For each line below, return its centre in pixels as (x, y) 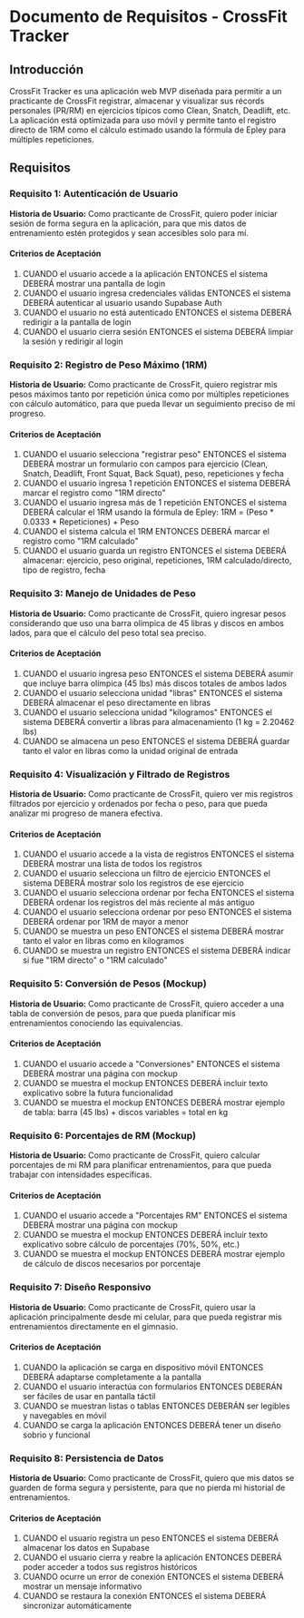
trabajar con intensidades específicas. (81, 1175)
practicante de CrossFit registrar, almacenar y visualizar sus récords (137, 101)
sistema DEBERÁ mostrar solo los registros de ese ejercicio (133, 883)
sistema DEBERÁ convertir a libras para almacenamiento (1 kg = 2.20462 (158, 721)
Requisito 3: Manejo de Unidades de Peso (103, 593)
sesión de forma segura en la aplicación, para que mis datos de (128, 223)
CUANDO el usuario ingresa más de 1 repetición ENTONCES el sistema (155, 503)
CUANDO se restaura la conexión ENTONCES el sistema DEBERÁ (144, 1596)
